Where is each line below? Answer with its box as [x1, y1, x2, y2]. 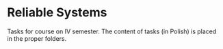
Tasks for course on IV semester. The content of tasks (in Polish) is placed [7, 27, 217, 35]
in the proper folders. [7, 34, 67, 42]
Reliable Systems [7, 5, 107, 20]
